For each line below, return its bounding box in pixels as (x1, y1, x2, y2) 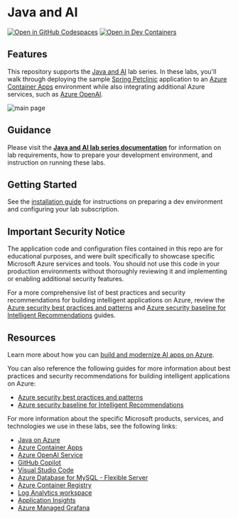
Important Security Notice (7, 225, 126, 238)
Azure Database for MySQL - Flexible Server (17, 474, 148, 481)
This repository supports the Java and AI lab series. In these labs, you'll (7, 67, 217, 75)
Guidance (7, 124, 51, 136)
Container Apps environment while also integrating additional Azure (7, 82, 205, 91)
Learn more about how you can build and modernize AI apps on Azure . (7, 351, 215, 359)
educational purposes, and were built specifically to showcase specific (7, 252, 215, 261)
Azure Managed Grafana (17, 503, 90, 512)
